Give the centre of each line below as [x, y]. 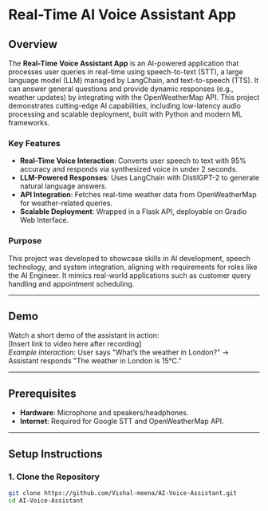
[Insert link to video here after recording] [75, 344]
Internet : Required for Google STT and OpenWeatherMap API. [122, 422]
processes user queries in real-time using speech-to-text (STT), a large [126, 72]
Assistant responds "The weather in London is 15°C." [95, 361]
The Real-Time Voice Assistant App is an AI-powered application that [124, 63]
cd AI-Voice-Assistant [46, 501]
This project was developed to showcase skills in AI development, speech [130, 258]
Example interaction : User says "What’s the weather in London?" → [119, 352]
